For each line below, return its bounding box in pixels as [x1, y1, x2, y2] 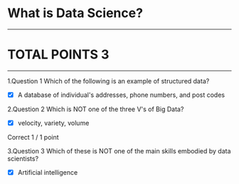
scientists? [7, 155, 39, 163]
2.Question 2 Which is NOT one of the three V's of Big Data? [7, 105, 184, 113]
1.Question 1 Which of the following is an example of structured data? [7, 76, 210, 85]
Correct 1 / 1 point [7, 133, 59, 141]
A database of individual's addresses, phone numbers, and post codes [17, 91, 225, 99]
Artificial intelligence [17, 168, 78, 176]
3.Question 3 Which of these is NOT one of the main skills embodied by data [7, 147, 231, 155]
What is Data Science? [7, 5, 144, 21]
